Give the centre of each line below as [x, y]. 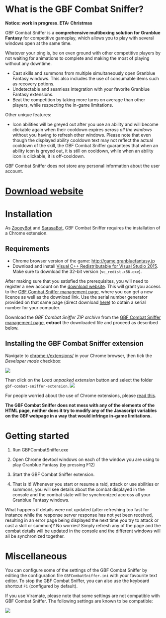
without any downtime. [29, 63]
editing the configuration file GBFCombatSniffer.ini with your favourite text [81, 575]
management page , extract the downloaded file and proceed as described [82, 322]
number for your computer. [33, 307]
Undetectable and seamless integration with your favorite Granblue [81, 89]
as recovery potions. [33, 84]
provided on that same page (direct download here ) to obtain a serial [76, 302]
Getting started [37, 436]
